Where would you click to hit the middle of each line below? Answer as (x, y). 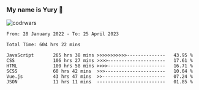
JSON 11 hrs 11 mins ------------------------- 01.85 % (99, 82)
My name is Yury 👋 (35, 10)
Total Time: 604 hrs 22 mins (43, 45)
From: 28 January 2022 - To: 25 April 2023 (63, 34)
